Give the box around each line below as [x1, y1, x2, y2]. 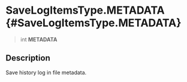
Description [5, 53, 50, 63]
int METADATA [20, 36, 58, 43]
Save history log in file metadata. [5, 69, 87, 76]
